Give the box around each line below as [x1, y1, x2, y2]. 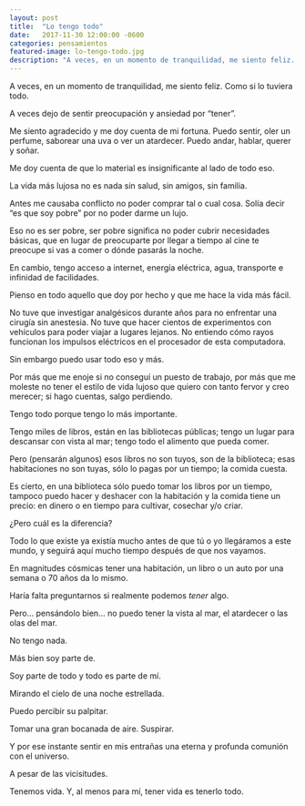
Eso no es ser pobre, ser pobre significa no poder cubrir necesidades [9, 225, 270, 236]
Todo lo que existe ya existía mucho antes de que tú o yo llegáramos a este [9, 536, 291, 546]
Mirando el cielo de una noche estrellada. [9, 689, 165, 699]
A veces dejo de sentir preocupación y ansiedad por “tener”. [9, 108, 237, 118]
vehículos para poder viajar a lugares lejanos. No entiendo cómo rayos [9, 327, 275, 337]
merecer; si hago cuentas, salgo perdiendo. [9, 391, 173, 402]
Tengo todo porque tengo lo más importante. [9, 409, 178, 419]
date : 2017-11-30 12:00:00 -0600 [9, 30, 145, 39]
